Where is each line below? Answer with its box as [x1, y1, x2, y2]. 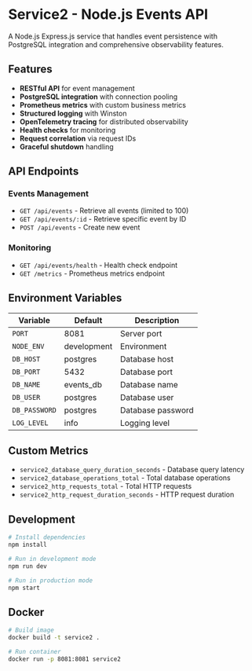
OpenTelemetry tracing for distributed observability [19, 116, 188, 126]
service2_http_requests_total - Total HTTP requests [19, 482, 192, 491]
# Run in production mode [8, 576, 93, 585]
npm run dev [8, 562, 47, 570]
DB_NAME [12, 379, 41, 389]
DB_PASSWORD [12, 405, 57, 414]
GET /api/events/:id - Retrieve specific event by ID [19, 214, 187, 224]
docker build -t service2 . [8, 634, 100, 642]
